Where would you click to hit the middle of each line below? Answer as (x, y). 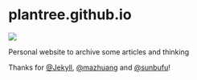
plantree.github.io (70, 15)
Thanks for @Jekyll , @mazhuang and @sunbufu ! (89, 67)
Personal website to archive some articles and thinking (99, 52)
